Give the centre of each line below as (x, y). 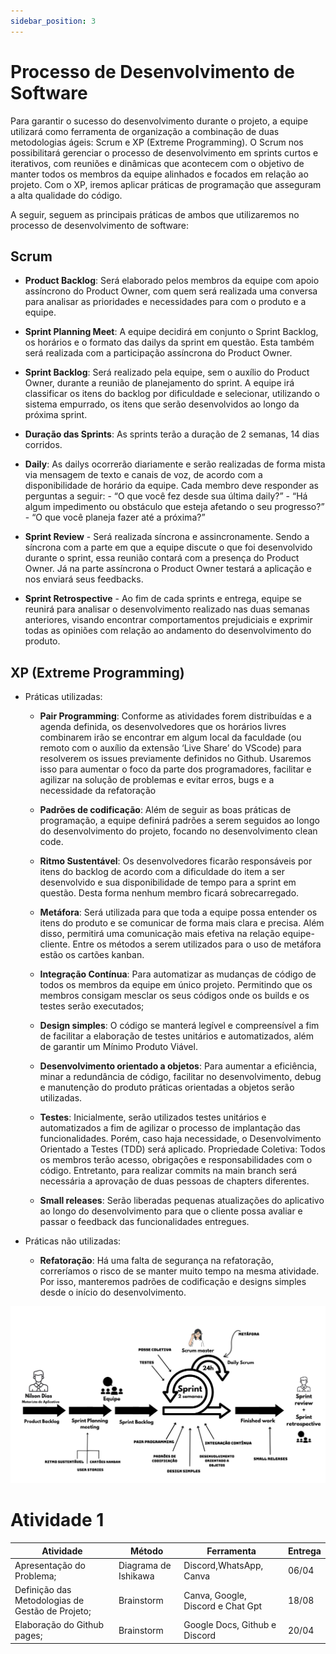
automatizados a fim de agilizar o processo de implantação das (170, 1128)
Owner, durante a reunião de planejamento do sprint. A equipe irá (159, 383)
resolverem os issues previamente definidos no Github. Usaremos (175, 759)
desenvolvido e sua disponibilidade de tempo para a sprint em (168, 882)
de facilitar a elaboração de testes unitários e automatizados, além (176, 1036)
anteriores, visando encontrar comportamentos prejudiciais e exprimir (168, 620)
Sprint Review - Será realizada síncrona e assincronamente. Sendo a (167, 537)
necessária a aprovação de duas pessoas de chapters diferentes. (174, 1181)
